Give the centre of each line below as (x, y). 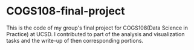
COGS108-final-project (66, 11)
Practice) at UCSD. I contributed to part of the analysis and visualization (95, 34)
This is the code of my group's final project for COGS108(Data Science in (97, 28)
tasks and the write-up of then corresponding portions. (75, 40)
